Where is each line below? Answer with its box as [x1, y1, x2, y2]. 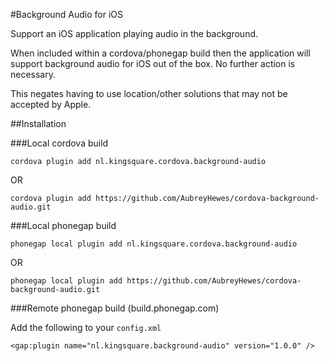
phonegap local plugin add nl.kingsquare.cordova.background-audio [10, 239, 298, 249]
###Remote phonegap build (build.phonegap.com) [10, 302, 220, 314]
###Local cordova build [10, 137, 109, 149]
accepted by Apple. [10, 99, 92, 110]
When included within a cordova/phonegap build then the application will [10, 47, 311, 59]
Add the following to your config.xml [10, 322, 162, 333]
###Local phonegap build [10, 220, 117, 231]
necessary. [10, 69, 57, 80]
